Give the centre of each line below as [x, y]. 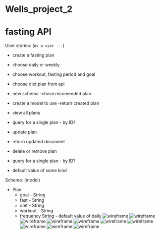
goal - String [32, 195]
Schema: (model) [23, 180]
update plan [25, 132]
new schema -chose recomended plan [52, 94]
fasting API [28, 32]
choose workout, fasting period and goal [54, 74]
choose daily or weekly [36, 65]
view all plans [26, 113]
